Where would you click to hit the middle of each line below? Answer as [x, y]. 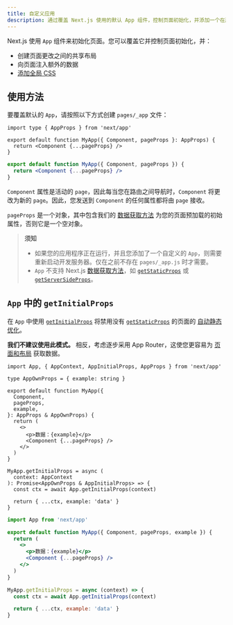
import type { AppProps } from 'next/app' [69, 128]
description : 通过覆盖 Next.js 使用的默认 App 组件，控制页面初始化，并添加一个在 [116, 20]
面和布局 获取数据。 [35, 353]
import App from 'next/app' [48, 519]
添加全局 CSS [36, 73]
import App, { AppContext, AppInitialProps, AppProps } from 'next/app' [114, 366]
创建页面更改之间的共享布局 [57, 56]
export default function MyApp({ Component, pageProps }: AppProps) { [111, 140]
